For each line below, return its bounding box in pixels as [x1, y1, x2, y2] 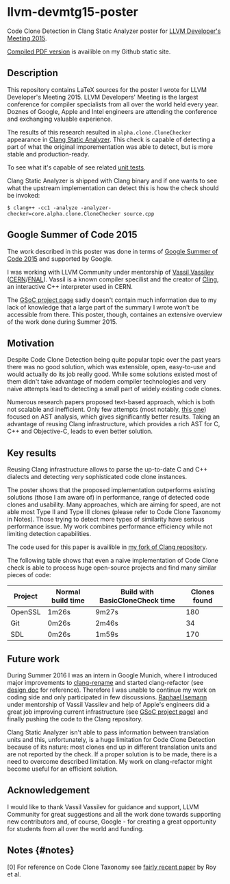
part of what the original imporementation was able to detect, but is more [7, 142, 214, 151]
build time [51, 596, 86, 605]
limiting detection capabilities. [7, 530, 91, 538]
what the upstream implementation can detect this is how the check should [7, 183, 219, 192]
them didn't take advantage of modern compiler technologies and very [7, 377, 207, 386]
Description [7, 67, 58, 79]
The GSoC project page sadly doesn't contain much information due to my [7, 296, 217, 304]
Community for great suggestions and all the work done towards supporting [7, 810, 221, 818]
